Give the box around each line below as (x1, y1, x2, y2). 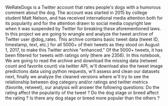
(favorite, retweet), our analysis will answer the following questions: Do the (5, 84, 159, 90)
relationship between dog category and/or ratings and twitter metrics (5, 79, 148, 85)
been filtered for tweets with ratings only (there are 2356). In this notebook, (5, 52, 161, 58)
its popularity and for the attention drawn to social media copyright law (5, 20, 151, 26)
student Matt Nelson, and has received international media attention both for (5, 15, 163, 21)
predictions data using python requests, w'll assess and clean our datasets (5, 68, 160, 74)
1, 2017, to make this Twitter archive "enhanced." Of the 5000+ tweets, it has (5, 47, 163, 53)
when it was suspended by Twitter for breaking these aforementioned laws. (5, 26, 161, 32)
